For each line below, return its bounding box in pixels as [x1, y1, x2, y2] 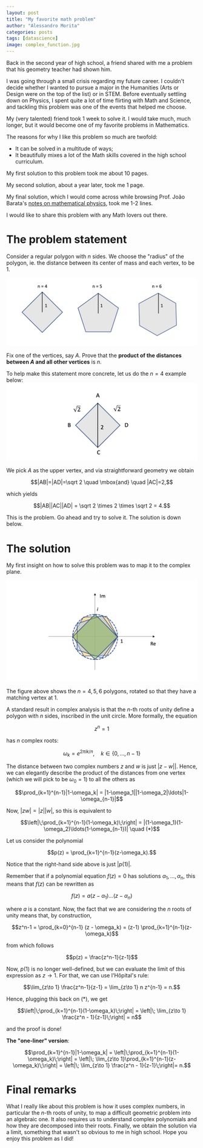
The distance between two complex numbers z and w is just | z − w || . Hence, [6, 763, 198, 770]
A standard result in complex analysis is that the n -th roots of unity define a [6, 706, 195, 713]
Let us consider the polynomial [6, 837, 84, 844]
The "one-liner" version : [6, 1037, 70, 1044]
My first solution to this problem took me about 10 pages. [6, 170, 149, 177]
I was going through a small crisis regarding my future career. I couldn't [6, 78, 185, 84]
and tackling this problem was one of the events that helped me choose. [6, 103, 187, 110]
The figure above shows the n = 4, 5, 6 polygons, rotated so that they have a [6, 688, 197, 695]
